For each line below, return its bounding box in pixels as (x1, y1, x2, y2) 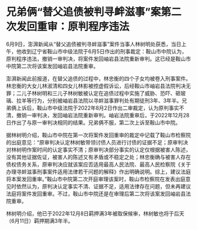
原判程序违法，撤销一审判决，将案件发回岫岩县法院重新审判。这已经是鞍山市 (6, 55, 191, 62)
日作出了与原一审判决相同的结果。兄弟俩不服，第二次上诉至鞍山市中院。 (6, 119, 181, 126)
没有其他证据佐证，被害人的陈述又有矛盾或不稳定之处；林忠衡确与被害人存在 (6, 153, 191, 160)
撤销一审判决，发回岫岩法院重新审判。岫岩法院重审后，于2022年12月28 (16, 111, 189, 119)
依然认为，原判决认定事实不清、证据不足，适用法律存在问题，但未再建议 (16, 182, 191, 190)
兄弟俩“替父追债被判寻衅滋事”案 (6, 5, 161, 19)
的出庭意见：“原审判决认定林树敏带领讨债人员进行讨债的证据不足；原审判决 (6, 138, 189, 146)
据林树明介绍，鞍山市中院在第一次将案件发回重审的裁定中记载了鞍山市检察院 (6, 131, 191, 138)
